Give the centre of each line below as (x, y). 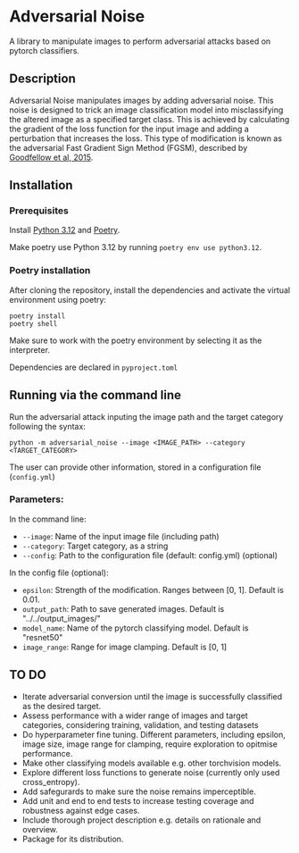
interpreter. (30, 349)
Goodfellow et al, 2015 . (51, 157)
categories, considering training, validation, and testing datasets (140, 724)
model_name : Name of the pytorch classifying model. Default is (135, 628)
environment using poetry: (58, 299)
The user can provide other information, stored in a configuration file (135, 467)
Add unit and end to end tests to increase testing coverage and (138, 800)
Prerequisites (39, 211)
